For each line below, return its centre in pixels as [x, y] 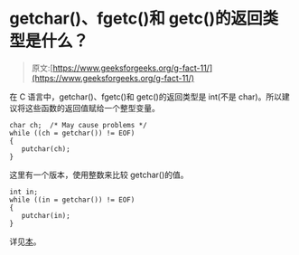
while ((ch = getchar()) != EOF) [72, 133]
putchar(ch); [46, 149]
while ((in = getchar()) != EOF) [72, 200]
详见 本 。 [25, 241]
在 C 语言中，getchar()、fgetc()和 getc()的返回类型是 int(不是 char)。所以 [146, 97]
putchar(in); [46, 215]
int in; [24, 192]
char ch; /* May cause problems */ [78, 125]
